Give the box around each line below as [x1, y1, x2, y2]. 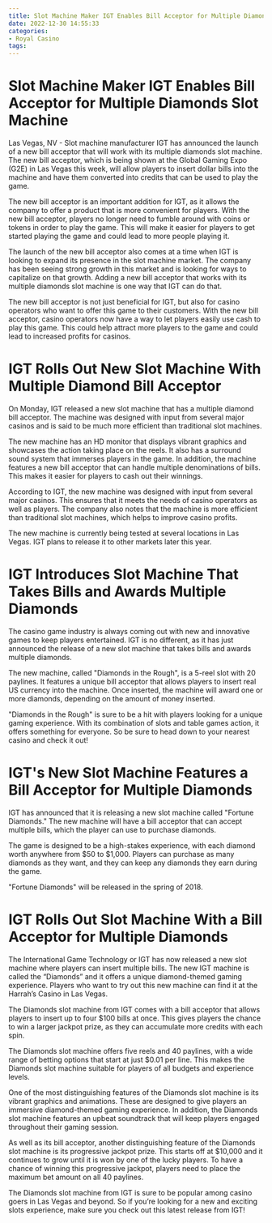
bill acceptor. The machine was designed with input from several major [8, 412, 244, 422]
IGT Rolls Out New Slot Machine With [8, 360, 261, 378]
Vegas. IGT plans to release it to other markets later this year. [8, 537, 212, 547]
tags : [8, 42, 27, 50]
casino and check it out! [8, 735, 89, 745]
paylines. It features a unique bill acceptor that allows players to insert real [8, 676, 257, 686]
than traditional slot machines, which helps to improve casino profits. [8, 513, 238, 522]
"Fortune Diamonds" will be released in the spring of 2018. [8, 882, 204, 892]
